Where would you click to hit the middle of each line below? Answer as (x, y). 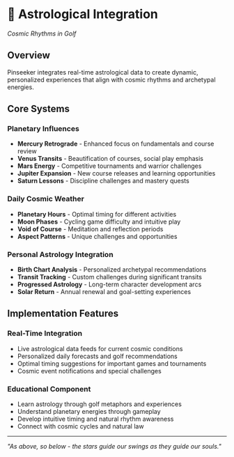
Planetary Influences (44, 129)
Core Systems (39, 109)
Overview (29, 55)
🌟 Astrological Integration (83, 14)
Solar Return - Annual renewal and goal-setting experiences (104, 292)
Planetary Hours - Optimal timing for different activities (97, 214)
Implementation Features (63, 314)
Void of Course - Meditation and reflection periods (90, 228)
